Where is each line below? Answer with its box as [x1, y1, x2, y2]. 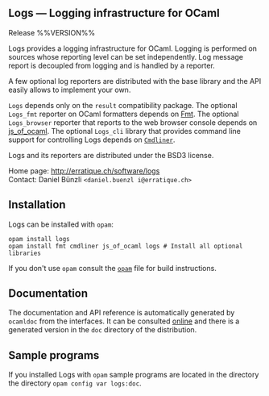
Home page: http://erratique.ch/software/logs [8, 165, 160, 176]
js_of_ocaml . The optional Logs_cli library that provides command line [8, 126, 242, 135]
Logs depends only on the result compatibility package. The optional [8, 100, 238, 110]
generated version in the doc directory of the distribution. [8, 325, 197, 335]
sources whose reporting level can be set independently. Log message [8, 52, 244, 61]
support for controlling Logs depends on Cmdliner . [8, 135, 176, 144]
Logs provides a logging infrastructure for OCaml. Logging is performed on [8, 44, 258, 53]
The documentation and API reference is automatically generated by [8, 308, 235, 318]
